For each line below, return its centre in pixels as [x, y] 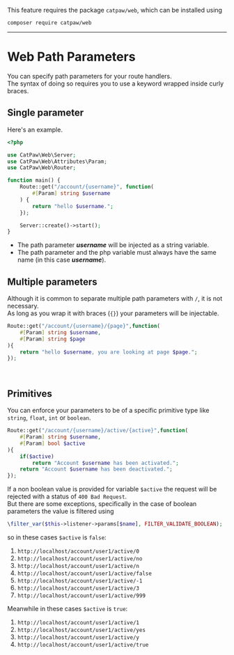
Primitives [30, 394]
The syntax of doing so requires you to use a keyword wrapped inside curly [116, 84]
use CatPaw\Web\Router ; [42, 168]
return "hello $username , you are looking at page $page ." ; [109, 352]
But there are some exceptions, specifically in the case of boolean [102, 504]
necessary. [23, 306]
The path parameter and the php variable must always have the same [117, 253]
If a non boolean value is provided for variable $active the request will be [112, 489]
